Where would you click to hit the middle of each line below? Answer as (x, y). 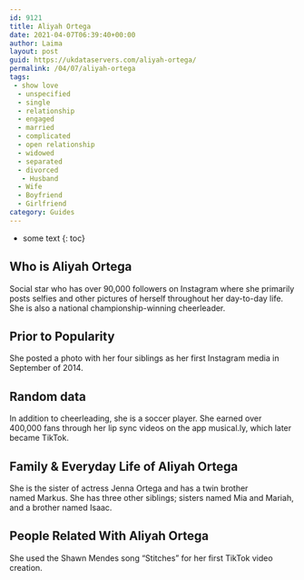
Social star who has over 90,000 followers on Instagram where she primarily (152, 288)
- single (34, 102)
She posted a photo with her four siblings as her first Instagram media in (144, 358)
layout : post (34, 52)
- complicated (44, 136)
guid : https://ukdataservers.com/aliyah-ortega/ (103, 60)
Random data (48, 396)
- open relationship (56, 145)
